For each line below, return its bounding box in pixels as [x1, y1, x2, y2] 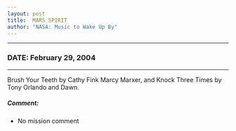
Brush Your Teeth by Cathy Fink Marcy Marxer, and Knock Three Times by [7, 75, 223, 84]
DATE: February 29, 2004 [7, 53, 96, 63]
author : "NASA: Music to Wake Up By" [7, 23, 118, 30]
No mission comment [17, 116, 79, 125]
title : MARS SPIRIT [7, 17, 68, 24]
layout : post [7, 10, 46, 18]
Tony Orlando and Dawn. [7, 83, 79, 91]
